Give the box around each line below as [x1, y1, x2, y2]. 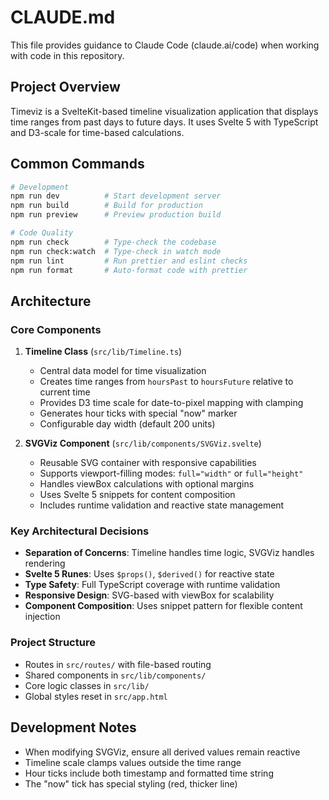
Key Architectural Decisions [10, 524, 150, 538]
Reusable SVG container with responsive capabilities [39, 457, 257, 469]
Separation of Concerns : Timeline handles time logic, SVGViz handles [24, 547, 315, 559]
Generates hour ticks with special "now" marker [39, 407, 238, 420]
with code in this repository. [10, 49, 125, 61]
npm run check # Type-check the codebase [10, 237, 217, 247]
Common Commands [10, 156, 145, 173]
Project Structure [10, 636, 96, 650]
